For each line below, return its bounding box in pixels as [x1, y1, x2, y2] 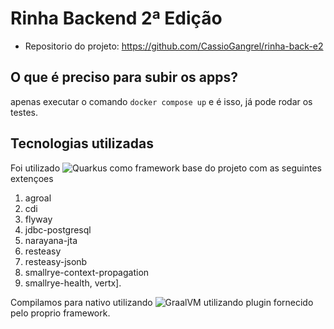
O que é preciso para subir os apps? [10, 69, 239, 86]
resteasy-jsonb [24, 255, 88, 267]
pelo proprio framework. [10, 307, 111, 319]
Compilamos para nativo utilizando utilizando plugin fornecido [10, 296, 314, 308]
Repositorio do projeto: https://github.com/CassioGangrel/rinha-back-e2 [24, 40, 324, 52]
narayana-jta [24, 234, 78, 246]
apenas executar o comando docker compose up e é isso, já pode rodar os [10, 95, 313, 107]
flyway [24, 213, 53, 225]
